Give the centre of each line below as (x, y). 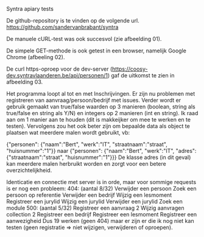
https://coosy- (130, 69)
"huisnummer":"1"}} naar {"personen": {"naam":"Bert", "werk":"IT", (90, 151)
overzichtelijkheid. (29, 170)
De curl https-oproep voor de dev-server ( (59, 69)
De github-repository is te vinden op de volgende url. (73, 20)
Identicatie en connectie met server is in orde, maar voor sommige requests (101, 182)
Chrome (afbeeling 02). (36, 57)
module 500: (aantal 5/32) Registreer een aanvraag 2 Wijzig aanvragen (95, 208)
